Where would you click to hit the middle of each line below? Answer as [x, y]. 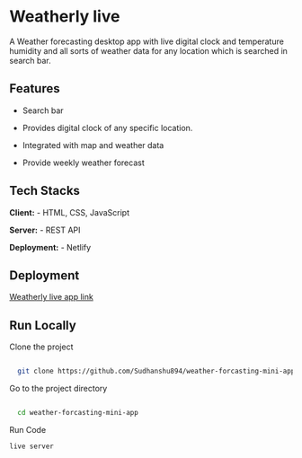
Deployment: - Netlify [50, 247]
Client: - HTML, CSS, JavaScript [70, 212]
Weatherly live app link [52, 297]
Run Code [28, 429]
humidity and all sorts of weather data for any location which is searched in [148, 50]
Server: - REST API [45, 230]
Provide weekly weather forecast [84, 163]
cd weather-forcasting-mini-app [78, 413]
